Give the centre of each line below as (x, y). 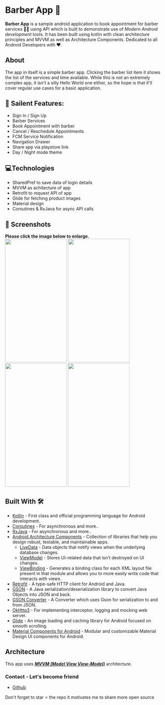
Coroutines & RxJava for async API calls (53, 209)
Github (19, 687)
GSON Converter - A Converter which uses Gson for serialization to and (85, 600)
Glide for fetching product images (46, 198)
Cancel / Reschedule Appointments (48, 131)
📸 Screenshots (28, 224)
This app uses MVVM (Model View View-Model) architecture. (68, 664)
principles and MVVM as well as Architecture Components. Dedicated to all (81, 40)
